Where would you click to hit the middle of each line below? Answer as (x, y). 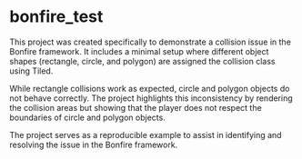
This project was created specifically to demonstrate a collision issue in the (150, 42)
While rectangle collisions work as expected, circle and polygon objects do (150, 88)
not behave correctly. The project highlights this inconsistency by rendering (151, 98)
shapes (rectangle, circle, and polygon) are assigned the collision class (142, 61)
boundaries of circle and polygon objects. (87, 117)
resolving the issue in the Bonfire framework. (94, 144)
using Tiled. (31, 71)
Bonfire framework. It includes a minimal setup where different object (139, 51)
